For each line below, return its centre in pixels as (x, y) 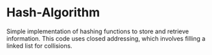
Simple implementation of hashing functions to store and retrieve (98, 31)
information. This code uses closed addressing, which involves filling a (106, 38)
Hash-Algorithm (53, 13)
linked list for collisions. (39, 45)
